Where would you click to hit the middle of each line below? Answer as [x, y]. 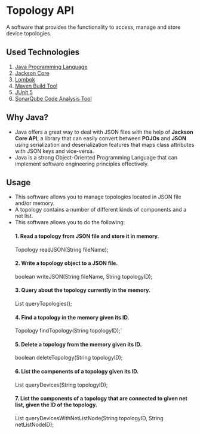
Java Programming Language [51, 67]
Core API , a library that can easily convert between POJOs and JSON [100, 138]
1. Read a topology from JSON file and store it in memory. [87, 236]
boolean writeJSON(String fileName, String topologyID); [84, 276]
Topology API [40, 10]
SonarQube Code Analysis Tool [53, 98]
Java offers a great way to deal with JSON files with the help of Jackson [104, 132]
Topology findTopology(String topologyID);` [68, 331]
